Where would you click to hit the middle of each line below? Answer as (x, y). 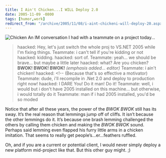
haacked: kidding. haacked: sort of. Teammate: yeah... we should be (87, 58)
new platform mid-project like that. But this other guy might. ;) (68, 150)
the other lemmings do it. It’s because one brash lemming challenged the (79, 119)
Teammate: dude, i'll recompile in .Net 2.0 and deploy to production (86, 79)
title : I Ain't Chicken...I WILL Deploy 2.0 (52, 10)
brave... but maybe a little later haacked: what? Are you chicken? (83, 63)
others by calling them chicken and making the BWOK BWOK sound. (75, 125)
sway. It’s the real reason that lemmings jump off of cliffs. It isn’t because (79, 115)
